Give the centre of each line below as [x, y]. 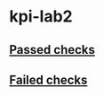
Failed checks [48, 79]
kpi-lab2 [41, 17]
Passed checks [52, 50]
